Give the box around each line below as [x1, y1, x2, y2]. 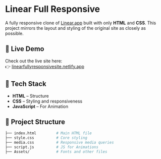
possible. [5, 30, 24, 36]
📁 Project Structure [5, 117, 65, 126]
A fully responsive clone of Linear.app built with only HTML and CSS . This [5, 20, 156, 26]
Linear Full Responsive [5, 3, 100, 15]
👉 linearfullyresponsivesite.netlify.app [5, 63, 84, 69]
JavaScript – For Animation [12, 103, 68, 109]
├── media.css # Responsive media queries [5, 140, 114, 145]
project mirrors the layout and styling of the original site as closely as [5, 25, 146, 31]
